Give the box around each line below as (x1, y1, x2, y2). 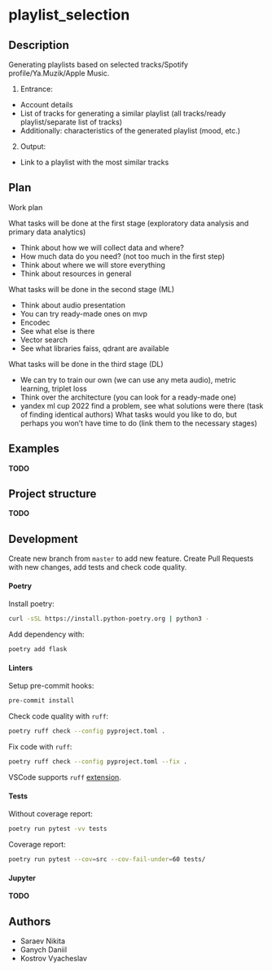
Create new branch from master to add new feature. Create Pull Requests (8, 553, 254, 563)
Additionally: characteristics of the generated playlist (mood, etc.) (20, 126, 241, 135)
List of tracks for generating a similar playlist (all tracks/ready (20, 108, 226, 118)
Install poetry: (8, 599, 55, 609)
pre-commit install (8, 697, 75, 705)
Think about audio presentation (20, 300, 126, 310)
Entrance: (20, 84, 53, 94)
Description (8, 38, 69, 52)
